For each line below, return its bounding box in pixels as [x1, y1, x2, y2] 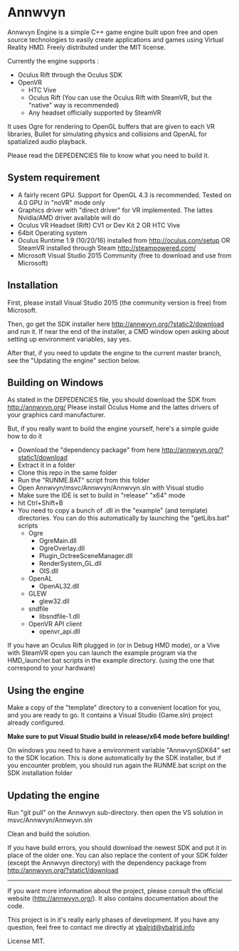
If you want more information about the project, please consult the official [7, 887, 223, 895]
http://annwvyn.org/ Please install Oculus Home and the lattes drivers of [7, 403, 219, 411]
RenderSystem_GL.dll [38, 559, 102, 568]
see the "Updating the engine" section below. [7, 356, 141, 364]
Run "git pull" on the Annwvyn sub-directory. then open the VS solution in [7, 809, 223, 816]
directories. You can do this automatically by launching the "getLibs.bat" [17, 514, 230, 522]
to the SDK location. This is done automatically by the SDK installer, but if [7, 754, 222, 762]
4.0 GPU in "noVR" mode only [17, 198, 105, 206]
